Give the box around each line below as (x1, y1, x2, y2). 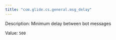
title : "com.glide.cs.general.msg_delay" (5, 7, 92, 12)
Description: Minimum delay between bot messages (5, 20, 112, 26)
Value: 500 (5, 30, 26, 36)
